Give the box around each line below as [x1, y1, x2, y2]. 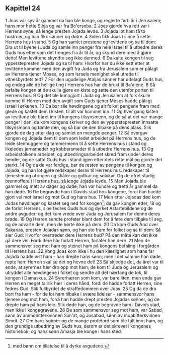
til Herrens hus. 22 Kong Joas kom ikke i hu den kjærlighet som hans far [5, 248, 154, 254]
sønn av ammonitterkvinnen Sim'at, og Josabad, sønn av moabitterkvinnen [5, 312, 160, 319]
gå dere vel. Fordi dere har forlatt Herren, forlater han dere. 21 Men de [5, 238, 150, 244]
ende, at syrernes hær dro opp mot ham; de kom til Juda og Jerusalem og [5, 264, 158, 270]
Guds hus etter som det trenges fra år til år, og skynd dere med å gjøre [5, 49, 152, 55]
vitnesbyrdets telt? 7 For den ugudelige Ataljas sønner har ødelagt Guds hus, [5, 76, 164, 82]
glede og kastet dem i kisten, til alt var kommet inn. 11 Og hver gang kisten [5, 108, 158, 114]
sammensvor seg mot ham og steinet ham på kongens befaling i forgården [5, 243, 160, 249]
